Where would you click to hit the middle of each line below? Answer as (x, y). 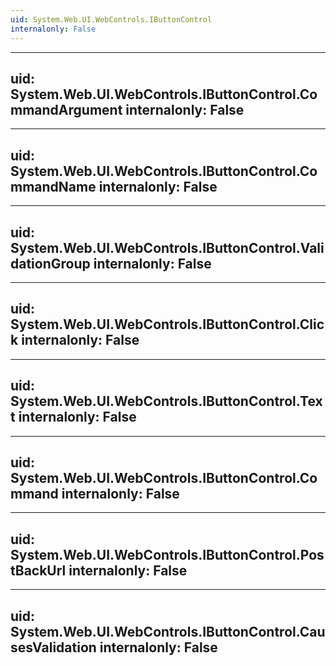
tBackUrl (38, 570)
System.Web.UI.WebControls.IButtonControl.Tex (166, 401)
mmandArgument (66, 109)
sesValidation (53, 647)
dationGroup (50, 263)
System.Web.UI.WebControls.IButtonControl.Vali (167, 247)
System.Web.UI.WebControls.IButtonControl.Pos (167, 554)
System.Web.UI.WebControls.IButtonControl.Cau (168, 631)
